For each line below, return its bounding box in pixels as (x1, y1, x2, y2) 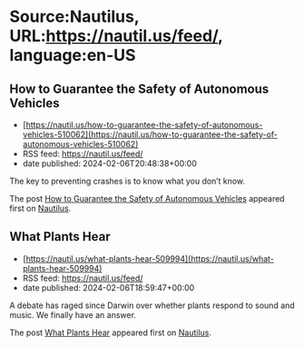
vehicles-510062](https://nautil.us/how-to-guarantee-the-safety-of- (22, 129, 279, 140)
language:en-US (9, 45, 136, 65)
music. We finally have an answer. (9, 309, 136, 320)
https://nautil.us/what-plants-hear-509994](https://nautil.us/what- (25, 253, 275, 264)
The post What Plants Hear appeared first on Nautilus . (9, 327, 211, 338)
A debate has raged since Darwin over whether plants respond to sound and (9, 300, 295, 311)
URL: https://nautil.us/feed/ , (9, 25, 223, 46)
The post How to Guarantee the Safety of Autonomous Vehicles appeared (9, 193, 285, 203)
